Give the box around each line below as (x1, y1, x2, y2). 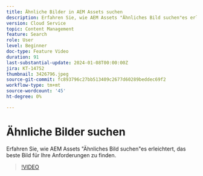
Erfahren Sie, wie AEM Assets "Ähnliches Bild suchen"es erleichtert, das (6, 145, 186, 152)
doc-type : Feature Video (6, 49, 69, 55)
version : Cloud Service (6, 20, 66, 26)
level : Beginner (6, 43, 47, 49)
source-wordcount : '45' (6, 88, 66, 94)
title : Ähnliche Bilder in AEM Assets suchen (6, 8, 123, 15)
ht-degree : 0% (6, 93, 42, 100)
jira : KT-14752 (6, 65, 45, 72)
